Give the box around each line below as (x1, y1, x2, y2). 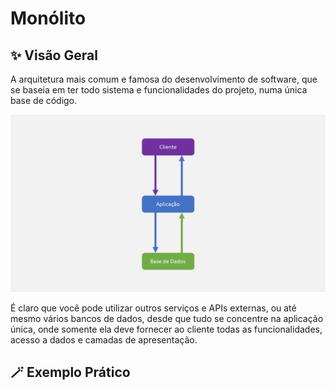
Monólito (10, 7, 87, 30)
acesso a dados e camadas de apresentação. (10, 333, 198, 346)
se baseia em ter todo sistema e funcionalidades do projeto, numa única (10, 84, 308, 96)
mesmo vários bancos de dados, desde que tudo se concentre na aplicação (10, 312, 324, 324)
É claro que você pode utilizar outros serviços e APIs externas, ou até (10, 302, 297, 314)
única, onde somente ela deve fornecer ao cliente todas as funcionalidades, (10, 323, 323, 335)
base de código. (10, 95, 78, 106)
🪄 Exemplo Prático (10, 363, 131, 381)
